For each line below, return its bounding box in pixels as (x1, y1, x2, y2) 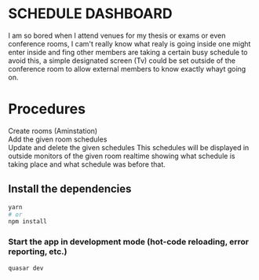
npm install (8, 218, 47, 226)
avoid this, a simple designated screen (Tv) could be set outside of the (8, 56, 235, 65)
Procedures (8, 100, 86, 118)
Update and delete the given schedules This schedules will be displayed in (8, 142, 250, 152)
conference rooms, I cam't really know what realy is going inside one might (8, 39, 251, 48)
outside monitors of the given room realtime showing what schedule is (8, 151, 235, 160)
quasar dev (8, 264, 44, 272)
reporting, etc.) (8, 246, 67, 257)
